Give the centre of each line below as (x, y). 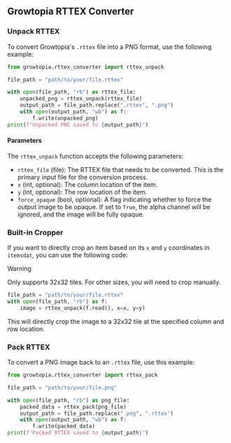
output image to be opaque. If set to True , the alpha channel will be (114, 206)
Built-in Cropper (35, 232)
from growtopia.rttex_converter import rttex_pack (83, 375)
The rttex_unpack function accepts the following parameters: (96, 156)
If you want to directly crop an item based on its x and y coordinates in (108, 248)
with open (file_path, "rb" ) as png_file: (69, 400)
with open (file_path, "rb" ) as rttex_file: (72, 92)
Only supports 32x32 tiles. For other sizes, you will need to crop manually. (114, 282)
